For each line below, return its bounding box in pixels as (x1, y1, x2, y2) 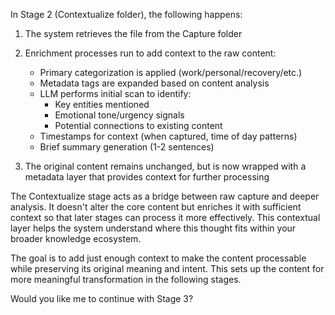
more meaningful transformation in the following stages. (10, 274, 242, 285)
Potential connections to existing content (54, 120, 223, 131)
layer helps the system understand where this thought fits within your (10, 222, 297, 234)
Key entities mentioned (54, 99, 150, 110)
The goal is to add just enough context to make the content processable (10, 252, 307, 264)
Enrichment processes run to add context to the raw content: (24, 47, 277, 59)
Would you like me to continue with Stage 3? (10, 293, 194, 304)
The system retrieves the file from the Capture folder (24, 28, 243, 39)
